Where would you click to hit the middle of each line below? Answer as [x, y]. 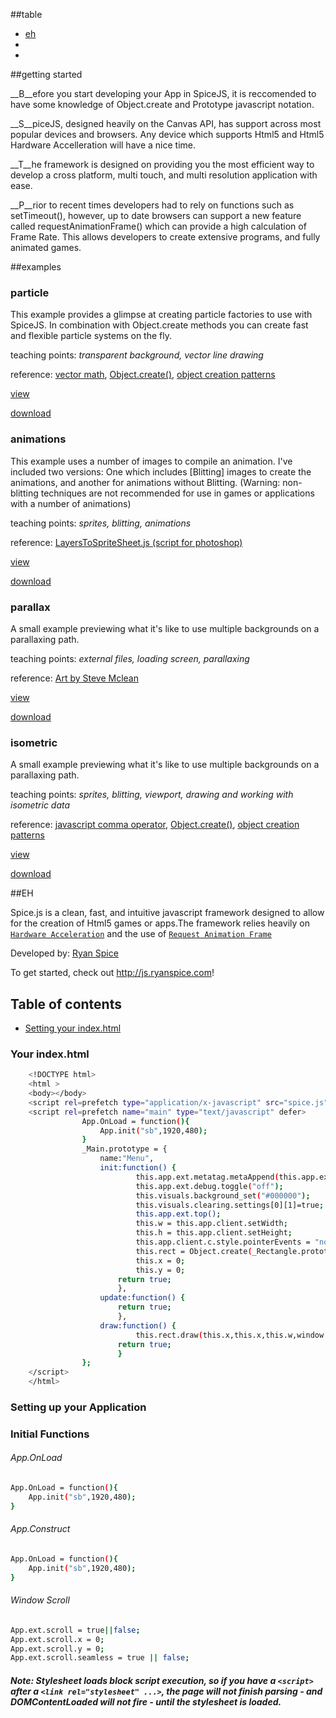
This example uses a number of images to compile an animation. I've [151, 461]
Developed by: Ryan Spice [64, 953]
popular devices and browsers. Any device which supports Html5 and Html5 [167, 134]
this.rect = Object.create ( [194, 1251]
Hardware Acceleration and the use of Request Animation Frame [141, 934]
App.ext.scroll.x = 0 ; [57, 1639]
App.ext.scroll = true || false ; [75, 1630]
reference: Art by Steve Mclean [74, 678]
